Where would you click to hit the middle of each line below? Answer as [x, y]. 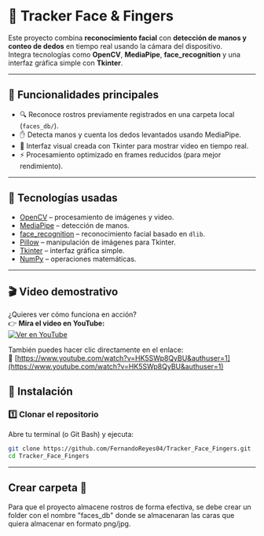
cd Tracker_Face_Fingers [49, 456]
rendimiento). [41, 166]
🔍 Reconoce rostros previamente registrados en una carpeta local [127, 114]
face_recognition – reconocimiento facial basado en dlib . [112, 233]
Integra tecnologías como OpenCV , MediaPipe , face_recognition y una [125, 54]
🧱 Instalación [40, 391]
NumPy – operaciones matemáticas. [78, 259]
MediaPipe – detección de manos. [74, 225]
